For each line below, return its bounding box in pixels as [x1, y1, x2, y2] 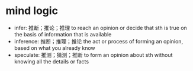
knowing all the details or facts [14, 58, 89, 65]
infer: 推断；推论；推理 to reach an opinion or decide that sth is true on [14, 24, 187, 31]
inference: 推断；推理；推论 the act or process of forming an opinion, [14, 38, 184, 45]
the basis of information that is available [14, 31, 112, 38]
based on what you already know [14, 44, 95, 51]
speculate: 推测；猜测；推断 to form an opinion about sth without [14, 51, 173, 58]
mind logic [5, 4, 59, 18]
